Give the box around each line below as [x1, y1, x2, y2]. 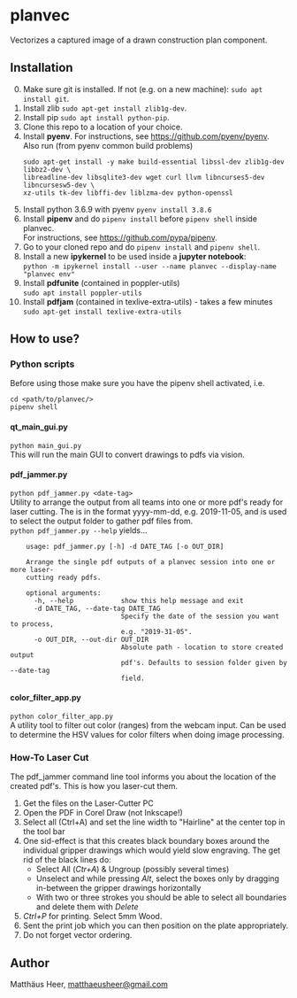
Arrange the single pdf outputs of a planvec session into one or [26, 557, 276, 567]
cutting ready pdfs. [26, 573, 102, 582]
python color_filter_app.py [10, 712, 114, 722]
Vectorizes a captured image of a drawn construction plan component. [10, 35, 268, 45]
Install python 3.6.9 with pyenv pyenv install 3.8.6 [22, 204, 212, 214]
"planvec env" [22, 269, 75, 279]
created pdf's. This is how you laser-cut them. [10, 781, 179, 792]
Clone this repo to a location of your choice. [22, 121, 184, 132]
